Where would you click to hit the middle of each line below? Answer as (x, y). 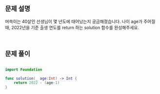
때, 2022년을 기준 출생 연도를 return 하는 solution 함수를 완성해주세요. (72, 27)
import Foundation (24, 70)
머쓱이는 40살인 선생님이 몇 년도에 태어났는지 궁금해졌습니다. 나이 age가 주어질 (80, 21)
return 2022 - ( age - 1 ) (37, 83)
